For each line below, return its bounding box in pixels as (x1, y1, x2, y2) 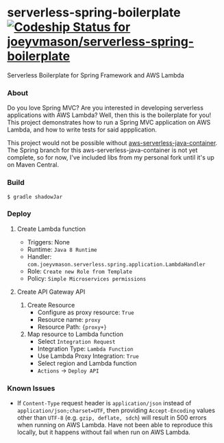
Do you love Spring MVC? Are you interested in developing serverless (7, 104, 204, 112)
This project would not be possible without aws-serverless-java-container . (7, 139, 218, 147)
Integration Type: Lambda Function (37, 344, 134, 353)
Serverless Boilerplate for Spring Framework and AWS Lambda (7, 71, 185, 79)
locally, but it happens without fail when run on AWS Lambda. (16, 428, 190, 436)
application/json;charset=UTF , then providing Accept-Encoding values (16, 406, 216, 415)
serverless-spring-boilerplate (7, 5, 181, 21)
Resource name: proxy (37, 315, 101, 323)
